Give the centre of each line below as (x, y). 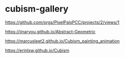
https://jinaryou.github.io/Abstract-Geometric (50, 31)
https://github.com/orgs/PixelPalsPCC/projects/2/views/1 (62, 22)
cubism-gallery (37, 9)
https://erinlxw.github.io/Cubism (37, 50)
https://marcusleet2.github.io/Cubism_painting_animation (62, 41)
